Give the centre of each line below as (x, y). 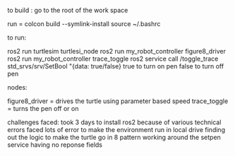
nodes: (17, 87)
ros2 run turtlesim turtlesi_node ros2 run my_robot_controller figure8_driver (116, 51)
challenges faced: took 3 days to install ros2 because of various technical (114, 122)
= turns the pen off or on (43, 108)
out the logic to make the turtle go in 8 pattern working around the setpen (114, 137)
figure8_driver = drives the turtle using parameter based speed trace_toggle (118, 101)
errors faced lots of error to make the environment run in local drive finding (116, 130)
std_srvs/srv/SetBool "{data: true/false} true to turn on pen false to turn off (116, 66)
